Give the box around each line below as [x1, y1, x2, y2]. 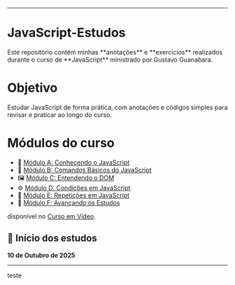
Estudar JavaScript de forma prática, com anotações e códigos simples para [7, 103, 228, 111]
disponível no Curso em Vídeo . [7, 211, 96, 221]
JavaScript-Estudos [7, 25, 126, 41]
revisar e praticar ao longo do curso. [7, 110, 113, 119]
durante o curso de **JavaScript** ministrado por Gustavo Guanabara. [7, 55, 213, 64]
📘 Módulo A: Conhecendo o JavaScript [17, 158, 130, 167]
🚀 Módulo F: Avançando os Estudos [17, 198, 120, 207]
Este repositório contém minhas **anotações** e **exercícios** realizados [7, 48, 223, 56]
